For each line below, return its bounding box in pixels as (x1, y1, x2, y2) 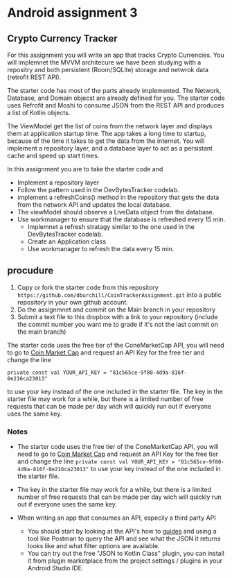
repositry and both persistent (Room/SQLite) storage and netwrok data (7, 66, 209, 74)
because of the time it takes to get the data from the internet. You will (7, 137, 205, 145)
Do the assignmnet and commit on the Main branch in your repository (17, 305, 216, 314)
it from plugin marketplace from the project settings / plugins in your (27, 556, 223, 565)
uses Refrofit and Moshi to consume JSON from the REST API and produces (7, 101, 224, 109)
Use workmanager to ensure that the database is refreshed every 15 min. (17, 215, 226, 223)
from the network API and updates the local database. (17, 201, 172, 209)
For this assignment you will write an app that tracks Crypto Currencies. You (7, 51, 224, 59)
